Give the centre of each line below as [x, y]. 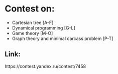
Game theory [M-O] [32, 33]
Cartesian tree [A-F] [33, 22]
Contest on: [30, 9]
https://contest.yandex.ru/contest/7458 [45, 66]
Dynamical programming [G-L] [44, 27]
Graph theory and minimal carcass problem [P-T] [63, 38]
